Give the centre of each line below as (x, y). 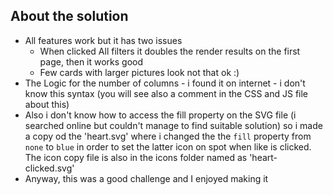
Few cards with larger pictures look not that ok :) (139, 72)
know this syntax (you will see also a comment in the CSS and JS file (166, 93)
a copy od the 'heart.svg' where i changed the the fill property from (168, 136)
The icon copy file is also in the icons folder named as (136, 157)
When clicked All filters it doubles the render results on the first (170, 51)
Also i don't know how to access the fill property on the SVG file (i (160, 115)
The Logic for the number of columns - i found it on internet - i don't (165, 83)
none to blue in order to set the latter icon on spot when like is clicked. (168, 146)
